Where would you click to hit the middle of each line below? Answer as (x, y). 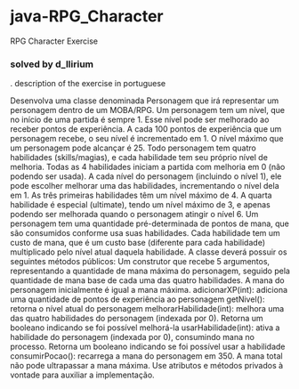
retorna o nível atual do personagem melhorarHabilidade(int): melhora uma (147, 309)
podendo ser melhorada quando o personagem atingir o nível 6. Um (134, 215)
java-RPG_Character (87, 16)
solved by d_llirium (52, 64)
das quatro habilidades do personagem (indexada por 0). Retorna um (137, 319)
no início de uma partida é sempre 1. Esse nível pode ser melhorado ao (140, 120)
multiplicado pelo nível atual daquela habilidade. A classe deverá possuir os (149, 252)
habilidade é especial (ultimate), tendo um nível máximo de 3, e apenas (140, 205)
